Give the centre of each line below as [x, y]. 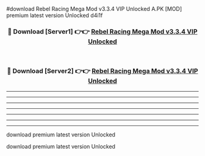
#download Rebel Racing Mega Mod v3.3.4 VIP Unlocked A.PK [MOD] [94, 9]
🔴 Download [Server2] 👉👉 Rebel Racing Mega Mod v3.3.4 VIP [103, 71]
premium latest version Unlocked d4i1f [55, 15]
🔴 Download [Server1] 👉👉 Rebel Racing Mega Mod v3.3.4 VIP [103, 31]
